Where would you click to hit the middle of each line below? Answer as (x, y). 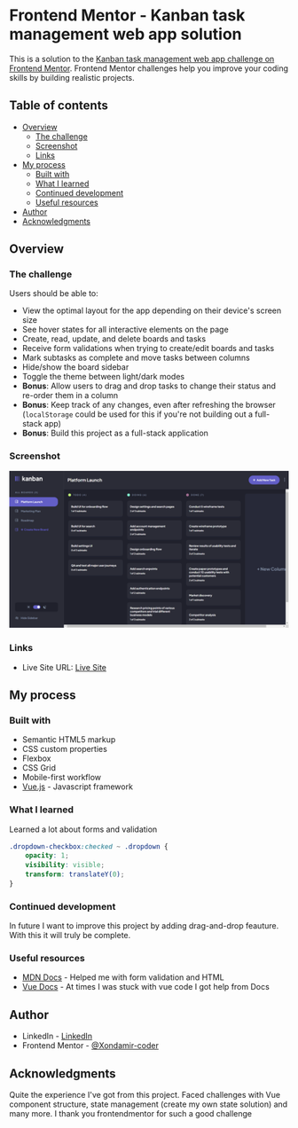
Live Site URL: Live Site (64, 667)
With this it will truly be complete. (70, 936)
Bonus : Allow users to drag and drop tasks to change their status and (149, 386)
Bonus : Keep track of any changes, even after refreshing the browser (149, 405)
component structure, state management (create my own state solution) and (149, 1104)
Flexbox (36, 758)
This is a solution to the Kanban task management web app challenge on (142, 59)
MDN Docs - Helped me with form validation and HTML (123, 977)
